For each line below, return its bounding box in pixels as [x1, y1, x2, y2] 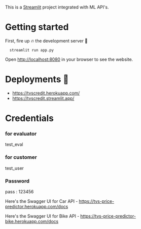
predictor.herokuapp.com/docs [5, 203, 68, 209]
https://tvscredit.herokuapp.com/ [12, 90, 80, 96]
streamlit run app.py [9, 47, 54, 52]
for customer [5, 154, 37, 161]
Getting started [5, 22, 69, 33]
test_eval [5, 141, 23, 147]
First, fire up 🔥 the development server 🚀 [5, 38, 88, 44]
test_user [5, 165, 24, 171]
